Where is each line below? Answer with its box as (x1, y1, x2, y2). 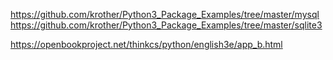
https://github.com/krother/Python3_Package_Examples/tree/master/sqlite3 (10, 19, 323, 31)
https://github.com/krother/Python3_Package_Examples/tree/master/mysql (10, 9, 320, 20)
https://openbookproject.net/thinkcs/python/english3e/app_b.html (10, 39, 283, 50)
